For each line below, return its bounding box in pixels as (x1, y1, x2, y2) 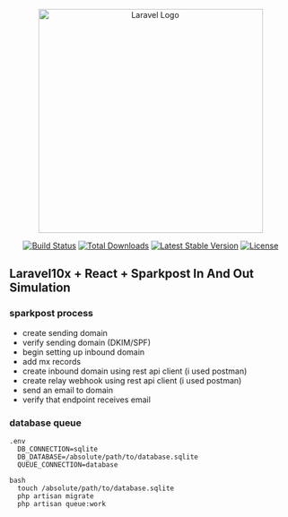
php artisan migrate (17, 491, 94, 501)
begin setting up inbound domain (22, 346, 145, 358)
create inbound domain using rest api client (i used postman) (22, 366, 248, 376)
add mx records (22, 356, 82, 366)
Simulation (9, 280, 71, 296)
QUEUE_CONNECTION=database (17, 460, 118, 470)
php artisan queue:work (17, 499, 106, 508)
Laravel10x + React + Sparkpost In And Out (9, 266, 254, 281)
